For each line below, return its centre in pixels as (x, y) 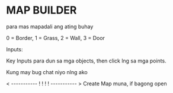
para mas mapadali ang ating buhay (50, 26)
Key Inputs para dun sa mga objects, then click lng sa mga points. (86, 61)
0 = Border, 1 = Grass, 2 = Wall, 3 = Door (56, 38)
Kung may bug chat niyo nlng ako (47, 72)
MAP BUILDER (41, 10)
